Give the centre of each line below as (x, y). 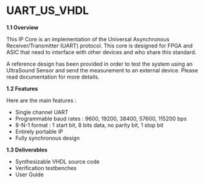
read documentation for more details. (53, 77)
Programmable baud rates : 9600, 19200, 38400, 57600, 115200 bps (101, 119)
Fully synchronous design (47, 138)
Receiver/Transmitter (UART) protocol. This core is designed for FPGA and (100, 46)
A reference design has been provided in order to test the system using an (100, 64)
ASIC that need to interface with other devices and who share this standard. (101, 52)
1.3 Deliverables (27, 150)
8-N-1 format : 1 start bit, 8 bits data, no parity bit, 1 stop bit (89, 125)
